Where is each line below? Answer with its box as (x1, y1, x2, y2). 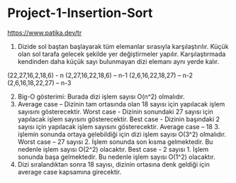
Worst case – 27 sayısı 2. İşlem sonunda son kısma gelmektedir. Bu (17, 137, 213, 146)
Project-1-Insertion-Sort (7, 5, 153, 21)
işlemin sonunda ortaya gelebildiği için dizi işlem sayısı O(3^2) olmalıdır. (17, 130, 227, 138)
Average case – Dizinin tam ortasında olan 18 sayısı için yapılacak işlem (17, 99, 225, 108)
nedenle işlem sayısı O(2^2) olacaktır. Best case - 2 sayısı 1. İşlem (17, 145, 209, 153)
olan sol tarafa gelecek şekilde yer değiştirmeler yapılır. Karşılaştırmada (17, 50, 226, 58)
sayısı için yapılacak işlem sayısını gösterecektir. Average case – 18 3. (17, 122, 220, 131)
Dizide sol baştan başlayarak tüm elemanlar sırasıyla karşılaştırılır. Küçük (17, 42, 229, 50)
